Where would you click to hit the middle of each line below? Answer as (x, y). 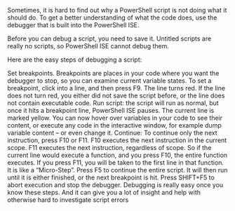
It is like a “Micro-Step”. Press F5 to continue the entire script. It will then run (117, 170)
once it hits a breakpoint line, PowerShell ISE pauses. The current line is (111, 110)
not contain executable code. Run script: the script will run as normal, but (113, 103)
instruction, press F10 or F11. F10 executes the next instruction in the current (117, 140)
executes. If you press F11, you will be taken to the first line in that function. (116, 163)
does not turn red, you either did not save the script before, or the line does (116, 95)
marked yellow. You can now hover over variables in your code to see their (115, 118)
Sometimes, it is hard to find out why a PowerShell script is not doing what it (117, 10)
